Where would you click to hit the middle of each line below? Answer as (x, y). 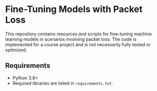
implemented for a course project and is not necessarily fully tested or (78, 44)
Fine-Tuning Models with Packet (74, 9)
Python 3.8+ (25, 78)
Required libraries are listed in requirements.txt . (63, 83)
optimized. (16, 50)
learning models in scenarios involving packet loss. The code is (71, 39)
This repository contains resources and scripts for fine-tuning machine (78, 34)
